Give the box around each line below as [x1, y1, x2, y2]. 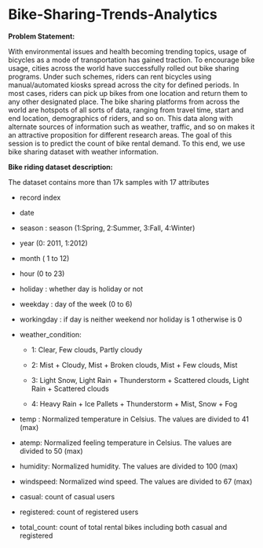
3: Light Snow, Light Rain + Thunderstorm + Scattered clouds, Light [31, 375, 250, 384]
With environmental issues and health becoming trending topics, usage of [8, 46, 247, 56]
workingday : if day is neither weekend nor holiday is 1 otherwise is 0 [19, 314, 243, 324]
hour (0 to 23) [19, 269, 65, 278]
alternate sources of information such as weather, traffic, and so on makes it [8, 122, 255, 131]
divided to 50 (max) [19, 446, 84, 455]
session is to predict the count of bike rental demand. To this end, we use [8, 138, 246, 148]
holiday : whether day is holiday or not [19, 284, 144, 293]
